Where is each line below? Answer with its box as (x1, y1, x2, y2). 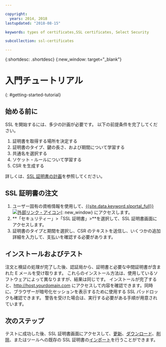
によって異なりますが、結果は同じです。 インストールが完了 (26, 276, 148, 282)
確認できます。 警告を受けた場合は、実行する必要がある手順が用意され (13, 295, 158, 301)
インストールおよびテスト (5, 250, 83, 258)
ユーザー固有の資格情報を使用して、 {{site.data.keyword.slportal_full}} (12, 203, 154, 209)
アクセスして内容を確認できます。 (76, 282, 145, 288)
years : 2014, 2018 (9, 16, 48, 21)
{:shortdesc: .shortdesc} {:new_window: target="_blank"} (5, 56, 122, 62)
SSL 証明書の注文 (5, 189, 58, 197)
